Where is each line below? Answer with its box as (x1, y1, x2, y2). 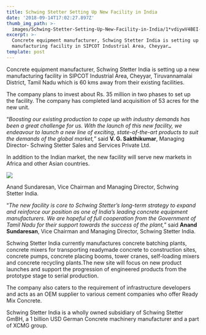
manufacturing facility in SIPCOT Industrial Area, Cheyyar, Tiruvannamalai (6, 72, 193, 80)
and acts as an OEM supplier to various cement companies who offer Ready (6, 290, 198, 298)
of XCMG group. (6, 322, 48, 329)
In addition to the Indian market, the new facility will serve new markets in (6, 153, 192, 160)
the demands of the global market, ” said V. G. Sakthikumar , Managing (6, 135, 185, 142)
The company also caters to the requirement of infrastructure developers (6, 284, 191, 291)
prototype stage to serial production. (6, 272, 99, 279)
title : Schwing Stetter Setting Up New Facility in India (6, 9, 158, 15)
